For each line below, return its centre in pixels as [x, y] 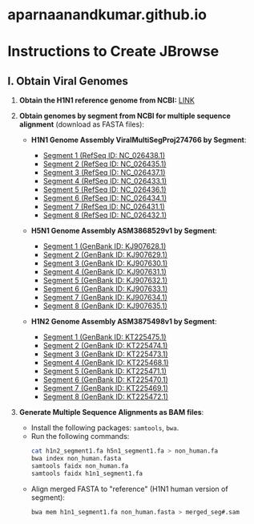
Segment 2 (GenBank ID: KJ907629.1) [105, 255]
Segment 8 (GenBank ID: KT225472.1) [106, 397]
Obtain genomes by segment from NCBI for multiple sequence [125, 116]
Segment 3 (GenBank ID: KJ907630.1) [105, 263]
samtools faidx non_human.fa [80, 466]
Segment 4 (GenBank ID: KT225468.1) [106, 363]
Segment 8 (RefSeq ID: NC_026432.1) [105, 215]
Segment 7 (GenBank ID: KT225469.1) [106, 388]
